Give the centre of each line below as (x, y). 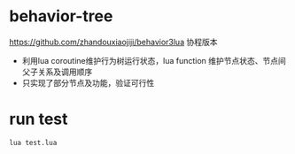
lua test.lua (33, 142)
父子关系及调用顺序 (57, 72)
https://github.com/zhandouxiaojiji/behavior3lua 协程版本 (113, 42)
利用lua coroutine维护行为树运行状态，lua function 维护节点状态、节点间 (154, 60)
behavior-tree (61, 16)
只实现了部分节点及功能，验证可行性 (88, 82)
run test (39, 119)
